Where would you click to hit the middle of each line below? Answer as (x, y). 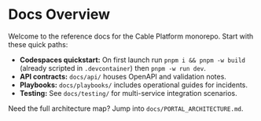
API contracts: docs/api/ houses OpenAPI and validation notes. (123, 76)
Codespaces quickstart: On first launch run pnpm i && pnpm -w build (132, 60)
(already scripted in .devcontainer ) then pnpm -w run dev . (113, 68)
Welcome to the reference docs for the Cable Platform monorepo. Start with (131, 36)
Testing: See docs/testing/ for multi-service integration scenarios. (128, 93)
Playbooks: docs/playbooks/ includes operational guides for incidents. (134, 85)
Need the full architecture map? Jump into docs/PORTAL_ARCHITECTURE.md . (126, 108)
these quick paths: (38, 44)
